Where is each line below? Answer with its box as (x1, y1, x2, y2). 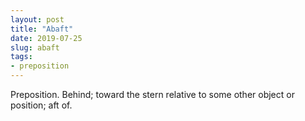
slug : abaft (10, 42, 60, 53)
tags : (10, 52, 33, 62)
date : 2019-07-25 (10, 33, 83, 43)
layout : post (10, 14, 65, 25)
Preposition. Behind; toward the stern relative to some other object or (10, 89, 295, 100)
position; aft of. (10, 99, 73, 111)
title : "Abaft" (10, 24, 74, 34)
